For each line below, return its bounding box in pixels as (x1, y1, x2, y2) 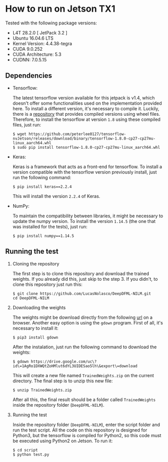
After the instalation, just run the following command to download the (12, 344, 157, 350)
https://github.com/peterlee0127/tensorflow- (28, 131, 127, 137)
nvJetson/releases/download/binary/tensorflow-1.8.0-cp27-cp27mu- (12, 136, 156, 141)
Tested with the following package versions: (5, 20, 97, 26)
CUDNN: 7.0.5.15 (12, 56, 47, 62)
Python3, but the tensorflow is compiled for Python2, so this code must (12, 432, 161, 438)
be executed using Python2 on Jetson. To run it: (12, 438, 113, 444)
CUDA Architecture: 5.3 (12, 51, 62, 57)
